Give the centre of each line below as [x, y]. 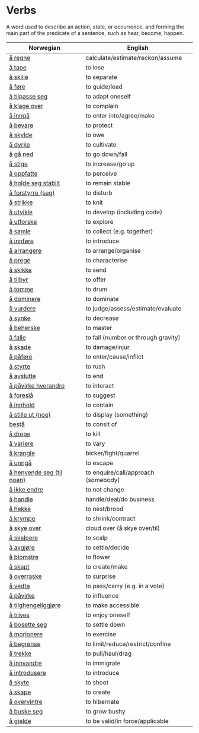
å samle [20, 231]
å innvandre [26, 663]
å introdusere [28, 672]
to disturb [99, 192]
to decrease [102, 318]
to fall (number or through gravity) [133, 337]
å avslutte [23, 376]
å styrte [20, 366]
